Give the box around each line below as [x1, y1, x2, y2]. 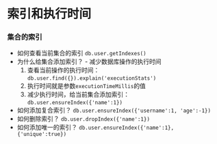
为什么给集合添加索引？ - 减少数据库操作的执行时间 [16, 57, 162, 66]
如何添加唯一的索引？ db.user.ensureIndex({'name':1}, [16, 124, 175, 132]
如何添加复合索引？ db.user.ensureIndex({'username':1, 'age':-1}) [16, 106, 211, 115]
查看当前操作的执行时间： [27, 66, 100, 74]
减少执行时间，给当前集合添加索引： [27, 90, 130, 99]
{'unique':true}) [16, 131, 67, 138]
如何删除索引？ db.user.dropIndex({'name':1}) [16, 115, 151, 123]
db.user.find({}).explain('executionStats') [27, 75, 157, 82]
